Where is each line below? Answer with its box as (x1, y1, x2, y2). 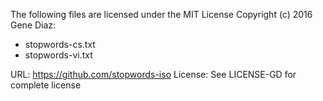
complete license (10, 79, 82, 91)
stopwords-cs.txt (24, 39, 96, 50)
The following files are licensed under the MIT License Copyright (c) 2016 (10, 9, 313, 20)
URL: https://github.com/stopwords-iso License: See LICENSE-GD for (10, 69, 297, 80)
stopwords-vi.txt (24, 49, 93, 61)
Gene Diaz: (10, 19, 57, 31)
